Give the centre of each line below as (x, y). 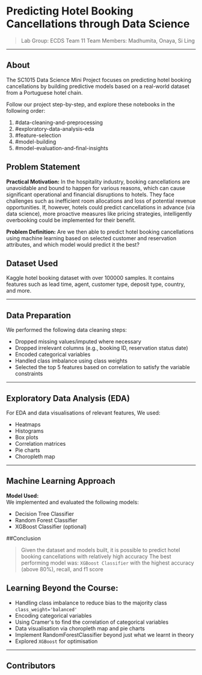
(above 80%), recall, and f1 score (62, 569)
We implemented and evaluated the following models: (73, 502)
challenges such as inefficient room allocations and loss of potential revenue (101, 201)
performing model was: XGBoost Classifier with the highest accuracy (107, 563)
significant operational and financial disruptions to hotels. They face (90, 194)
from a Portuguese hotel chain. (44, 92)
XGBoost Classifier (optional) (51, 527)
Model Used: (23, 495)
